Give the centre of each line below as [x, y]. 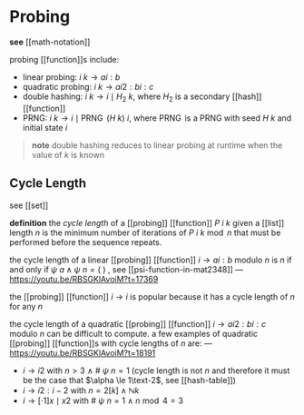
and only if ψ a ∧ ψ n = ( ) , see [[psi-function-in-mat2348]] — [126, 269]
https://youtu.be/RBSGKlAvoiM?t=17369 [84, 279]
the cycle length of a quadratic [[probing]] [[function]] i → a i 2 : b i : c [137, 323]
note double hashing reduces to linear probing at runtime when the [157, 145]
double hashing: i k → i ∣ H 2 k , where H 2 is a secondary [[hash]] [142, 97]
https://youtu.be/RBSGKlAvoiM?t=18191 [83, 352]
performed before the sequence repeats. [86, 242]
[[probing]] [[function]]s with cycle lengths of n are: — [111, 343]
